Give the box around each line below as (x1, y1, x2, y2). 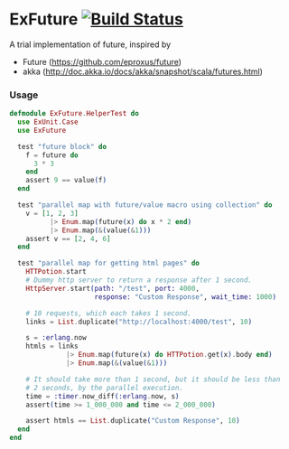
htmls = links (25, 341, 79, 351)
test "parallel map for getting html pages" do (17, 258, 200, 268)
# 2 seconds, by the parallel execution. (25, 383, 183, 392)
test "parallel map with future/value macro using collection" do (17, 201, 273, 210)
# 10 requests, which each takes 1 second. (25, 308, 192, 318)
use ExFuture (17, 126, 67, 135)
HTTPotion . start (25, 267, 88, 276)
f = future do (25, 150, 79, 160)
